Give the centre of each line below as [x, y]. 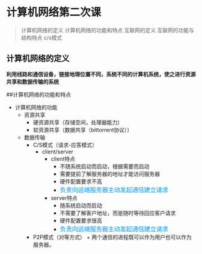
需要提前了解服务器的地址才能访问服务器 [110, 174]
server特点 [64, 198]
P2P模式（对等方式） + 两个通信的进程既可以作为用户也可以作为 [112, 237]
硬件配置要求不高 [81, 181]
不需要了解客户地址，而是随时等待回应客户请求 [118, 213]
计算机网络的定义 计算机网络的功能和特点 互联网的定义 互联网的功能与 [107, 30]
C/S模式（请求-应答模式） [65, 144]
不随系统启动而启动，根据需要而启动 [105, 166]
